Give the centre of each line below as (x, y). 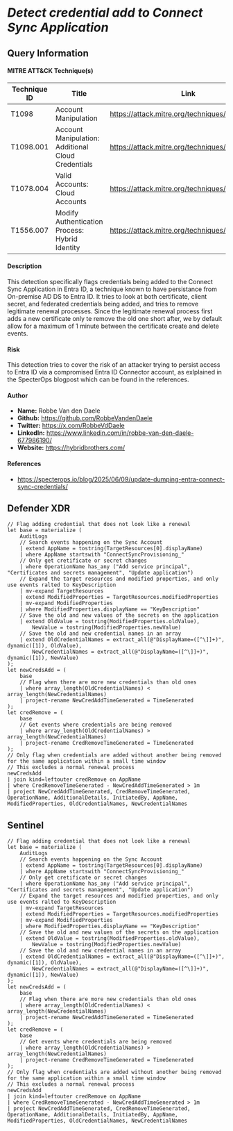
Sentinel (25, 825)
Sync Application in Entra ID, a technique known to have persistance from (112, 289)
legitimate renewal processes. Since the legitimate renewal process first (110, 311)
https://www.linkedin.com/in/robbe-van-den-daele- (120, 433)
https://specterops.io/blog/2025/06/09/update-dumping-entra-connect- (121, 479)
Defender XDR (39, 508)
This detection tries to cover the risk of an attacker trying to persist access (114, 365)
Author (18, 395)
